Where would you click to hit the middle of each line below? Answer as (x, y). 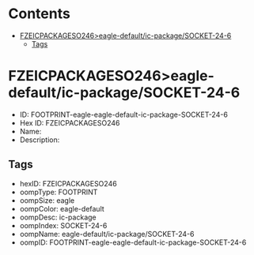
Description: (40, 140)
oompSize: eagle (47, 200)
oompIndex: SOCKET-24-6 (63, 225)
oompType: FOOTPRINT (59, 192)
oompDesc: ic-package (58, 217)
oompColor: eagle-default (62, 208)
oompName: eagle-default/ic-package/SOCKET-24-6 (107, 234)
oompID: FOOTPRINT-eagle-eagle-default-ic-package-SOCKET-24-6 (133, 242)
